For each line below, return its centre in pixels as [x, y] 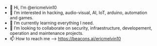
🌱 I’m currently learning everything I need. [52, 23]
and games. [21, 18]
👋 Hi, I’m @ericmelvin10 [33, 8]
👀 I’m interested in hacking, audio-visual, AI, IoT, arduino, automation [78, 13]
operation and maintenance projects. [46, 33]
